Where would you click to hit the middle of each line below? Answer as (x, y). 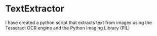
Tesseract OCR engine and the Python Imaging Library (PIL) (68, 27)
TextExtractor (35, 9)
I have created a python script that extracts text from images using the (79, 22)
